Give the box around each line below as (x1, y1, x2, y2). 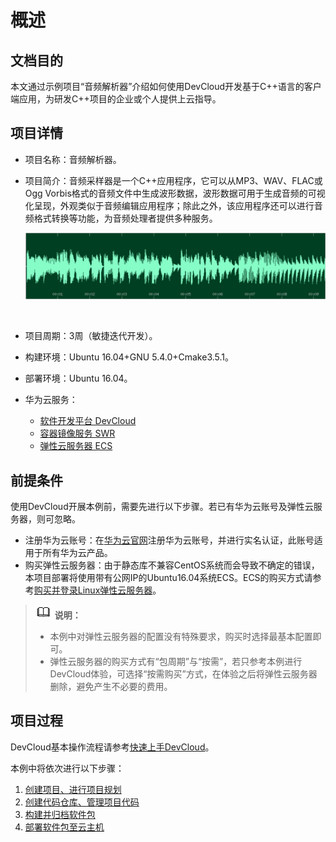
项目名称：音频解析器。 (24, 153, 122, 165)
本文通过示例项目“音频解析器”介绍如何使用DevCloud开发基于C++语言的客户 (10, 81, 322, 92)
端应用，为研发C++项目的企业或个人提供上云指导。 (10, 93, 222, 105)
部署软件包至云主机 (24, 821, 105, 833)
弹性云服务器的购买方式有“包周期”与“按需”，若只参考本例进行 (49, 656, 303, 668)
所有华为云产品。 (42, 547, 113, 559)
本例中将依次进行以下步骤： (10, 762, 125, 774)
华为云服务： (24, 394, 78, 406)
